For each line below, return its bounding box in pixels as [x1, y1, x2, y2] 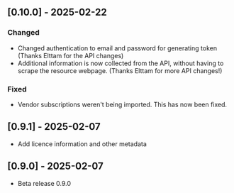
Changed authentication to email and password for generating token [17, 43, 218, 53]
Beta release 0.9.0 [17, 179, 72, 187]
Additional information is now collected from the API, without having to [17, 59, 224, 67]
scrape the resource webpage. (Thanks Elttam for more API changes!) [17, 66, 223, 75]
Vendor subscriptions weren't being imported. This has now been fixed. [17, 100, 228, 109]
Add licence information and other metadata [17, 139, 147, 148]
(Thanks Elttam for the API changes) [17, 51, 124, 60]
